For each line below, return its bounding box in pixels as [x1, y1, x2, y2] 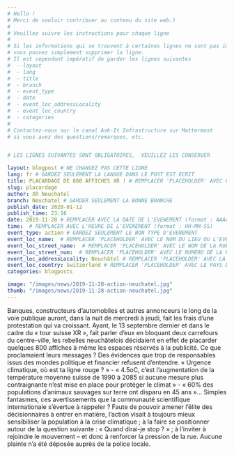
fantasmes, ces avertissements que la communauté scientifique [7, 395, 190, 403]
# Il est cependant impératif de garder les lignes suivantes [7, 56, 192, 63]
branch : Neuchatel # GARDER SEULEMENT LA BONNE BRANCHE [7, 196, 173, 204]
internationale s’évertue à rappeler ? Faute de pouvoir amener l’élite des [7, 402, 213, 411]
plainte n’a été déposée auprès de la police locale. [7, 440, 151, 448]
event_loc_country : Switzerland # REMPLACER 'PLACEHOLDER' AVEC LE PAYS [7, 262, 223, 269]
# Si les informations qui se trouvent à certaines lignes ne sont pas [7, 43, 219, 49]
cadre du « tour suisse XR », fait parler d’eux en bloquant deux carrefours [7, 328, 219, 337]
